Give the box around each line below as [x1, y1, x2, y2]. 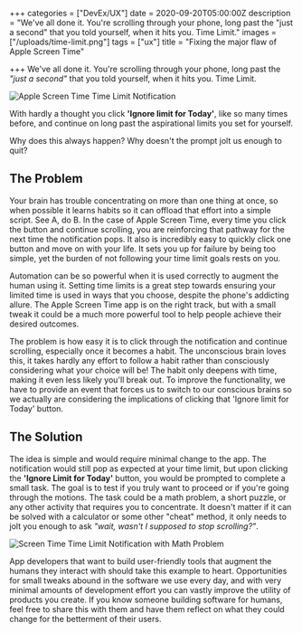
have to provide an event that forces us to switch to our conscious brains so [9, 383, 292, 394]
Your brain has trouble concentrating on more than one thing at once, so [9, 194, 278, 206]
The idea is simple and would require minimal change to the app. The [9, 453, 267, 464]
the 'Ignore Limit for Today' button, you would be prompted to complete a [9, 472, 287, 483]
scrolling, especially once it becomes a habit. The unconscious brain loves [9, 345, 287, 356]
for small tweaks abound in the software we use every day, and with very [9, 574, 282, 586]
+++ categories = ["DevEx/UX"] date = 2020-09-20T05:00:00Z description [9, 8, 291, 18]
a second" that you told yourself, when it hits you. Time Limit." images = [9, 27, 278, 37]
